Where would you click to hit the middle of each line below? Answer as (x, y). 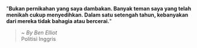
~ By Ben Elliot (39, 33)
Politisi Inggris (38, 39)
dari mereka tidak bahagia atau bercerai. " (59, 21)
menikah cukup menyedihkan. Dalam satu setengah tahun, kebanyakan (97, 15)
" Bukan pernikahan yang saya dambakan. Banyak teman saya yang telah (99, 9)
